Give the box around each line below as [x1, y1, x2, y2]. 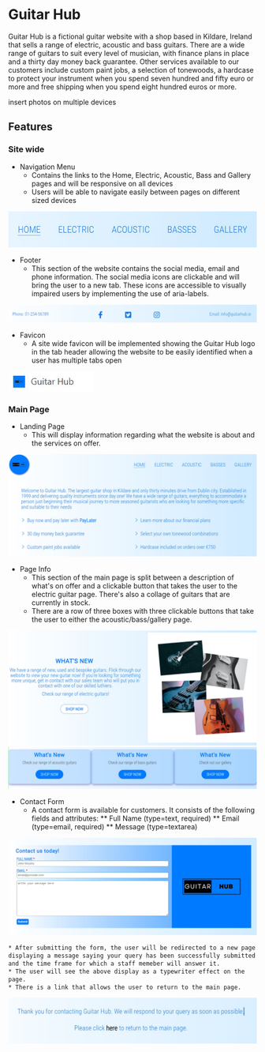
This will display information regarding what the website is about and [31, 430, 255, 439]
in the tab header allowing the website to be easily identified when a [31, 347, 253, 356]
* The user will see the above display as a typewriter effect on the [8, 967, 245, 975]
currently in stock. [31, 598, 91, 607]
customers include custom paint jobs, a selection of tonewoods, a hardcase [8, 65, 254, 74]
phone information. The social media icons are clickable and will [31, 272, 241, 281]
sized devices [31, 195, 77, 205]
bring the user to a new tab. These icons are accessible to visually [31, 280, 247, 290]
